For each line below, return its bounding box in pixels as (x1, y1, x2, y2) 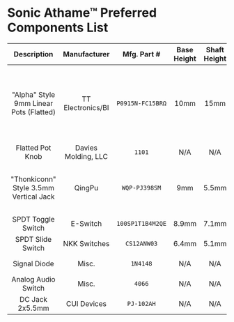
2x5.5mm (17, 303, 50, 313)
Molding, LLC (65, 151, 108, 161)
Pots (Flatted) (11, 107, 56, 116)
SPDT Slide (15, 234, 52, 244)
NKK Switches (63, 238, 110, 248)
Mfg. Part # (122, 49, 161, 59)
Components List (7, 20, 109, 36)
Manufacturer (63, 49, 110, 59)
